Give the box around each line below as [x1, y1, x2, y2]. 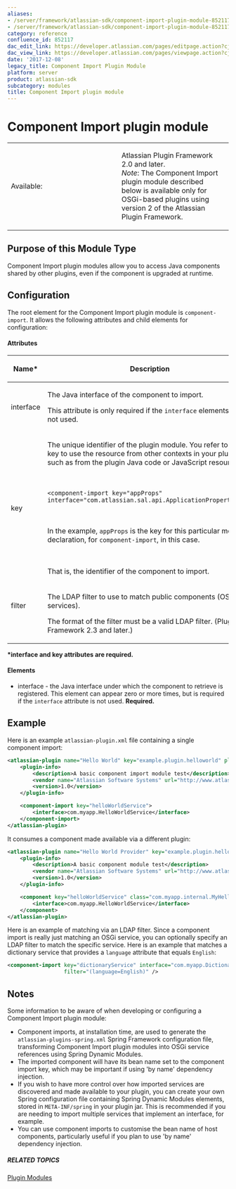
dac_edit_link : [7, 43, 52, 50]
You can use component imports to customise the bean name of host [17, 1124, 218, 1133]
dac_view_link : [7, 50, 52, 57]
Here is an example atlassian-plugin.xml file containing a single [7, 736, 195, 744]
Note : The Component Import [122, 168, 218, 178]
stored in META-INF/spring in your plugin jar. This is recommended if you [17, 1102, 226, 1110]
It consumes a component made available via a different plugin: [7, 834, 191, 843]
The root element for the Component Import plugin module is [7, 308, 184, 316]
